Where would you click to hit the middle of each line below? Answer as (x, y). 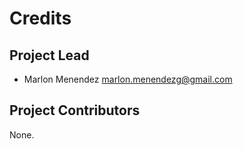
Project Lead (49, 55)
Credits (40, 18)
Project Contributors (75, 110)
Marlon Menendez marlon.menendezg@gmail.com (128, 79)
